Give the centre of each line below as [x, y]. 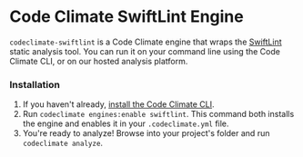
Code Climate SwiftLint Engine [126, 17]
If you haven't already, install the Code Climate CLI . [119, 104]
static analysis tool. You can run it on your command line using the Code [145, 51]
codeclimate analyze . [62, 143]
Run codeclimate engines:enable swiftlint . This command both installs [158, 114]
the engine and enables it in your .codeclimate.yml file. [126, 123]
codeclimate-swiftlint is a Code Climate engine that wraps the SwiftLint [146, 42]
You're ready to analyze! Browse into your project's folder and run [146, 133]
